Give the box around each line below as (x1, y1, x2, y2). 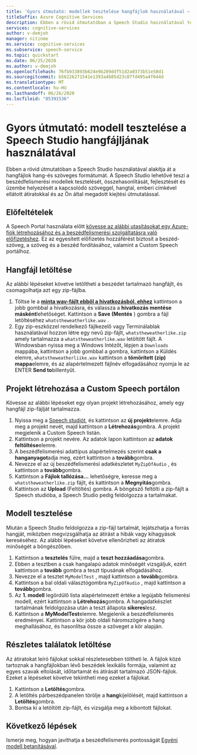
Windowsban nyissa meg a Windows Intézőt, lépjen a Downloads (14, 341, 169, 349)
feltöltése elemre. (14, 442, 57, 449)
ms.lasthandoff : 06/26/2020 (6, 90, 75, 96)
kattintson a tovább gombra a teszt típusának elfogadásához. (14, 567, 163, 574)
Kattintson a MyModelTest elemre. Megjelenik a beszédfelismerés (14, 610, 174, 617)
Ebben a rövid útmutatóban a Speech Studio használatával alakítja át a (6, 165, 176, 172)
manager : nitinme (6, 36, 49, 42)
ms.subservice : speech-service (6, 47, 83, 53)
